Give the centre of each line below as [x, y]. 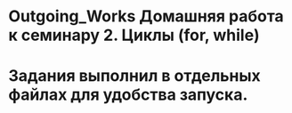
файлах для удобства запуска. [128, 95]
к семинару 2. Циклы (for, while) [134, 35]
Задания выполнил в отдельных [135, 76]
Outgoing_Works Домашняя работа [146, 16]
